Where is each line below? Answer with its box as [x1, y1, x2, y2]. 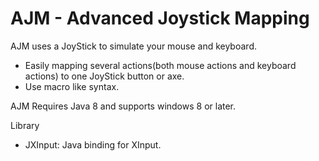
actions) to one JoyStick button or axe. [24, 70, 185, 82]
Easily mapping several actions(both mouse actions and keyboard [24, 59, 297, 71]
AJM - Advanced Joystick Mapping [10, 7, 310, 30]
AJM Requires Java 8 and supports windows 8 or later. [10, 100, 237, 112]
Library [10, 119, 40, 131]
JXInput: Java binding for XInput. [24, 138, 162, 151]
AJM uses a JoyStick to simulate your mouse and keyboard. [10, 40, 257, 52]
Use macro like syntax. [24, 80, 120, 92]
